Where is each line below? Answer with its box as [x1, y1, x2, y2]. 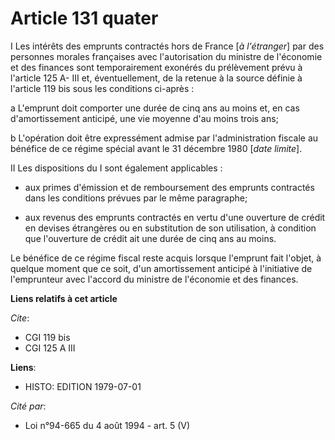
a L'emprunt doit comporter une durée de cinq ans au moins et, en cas [10, 102, 300, 114]
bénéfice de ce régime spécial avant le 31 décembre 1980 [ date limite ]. [10, 142, 303, 154]
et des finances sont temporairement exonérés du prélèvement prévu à [10, 61, 303, 73]
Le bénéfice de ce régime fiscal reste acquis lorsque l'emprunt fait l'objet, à [10, 252, 322, 264]
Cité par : [10, 400, 47, 412]
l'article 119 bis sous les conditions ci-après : [10, 82, 195, 94]
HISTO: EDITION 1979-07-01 [24, 380, 142, 392]
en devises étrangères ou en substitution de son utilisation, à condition [24, 222, 317, 234]
